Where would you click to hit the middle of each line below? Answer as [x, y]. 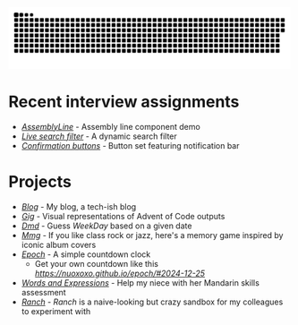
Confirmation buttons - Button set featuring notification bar [130, 145]
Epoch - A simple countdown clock [86, 254]
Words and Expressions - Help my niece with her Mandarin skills [140, 282]
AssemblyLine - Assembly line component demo [111, 126]
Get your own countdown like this [96, 263]
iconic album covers [59, 244]
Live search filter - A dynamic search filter [99, 136]
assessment [43, 292]
